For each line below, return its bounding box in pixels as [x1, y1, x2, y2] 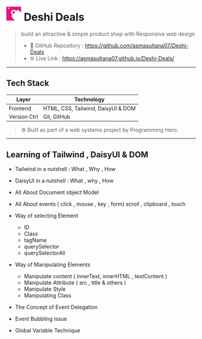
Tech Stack [6, 78, 49, 89]
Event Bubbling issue [14, 316, 67, 323]
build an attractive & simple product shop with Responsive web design [20, 30, 195, 37]
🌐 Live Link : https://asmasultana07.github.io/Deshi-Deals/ [29, 54, 174, 62]
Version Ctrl [8, 113, 38, 120]
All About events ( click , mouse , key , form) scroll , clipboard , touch [14, 201, 186, 208]
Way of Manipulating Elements [14, 261, 91, 269]
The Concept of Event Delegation [14, 303, 98, 311]
